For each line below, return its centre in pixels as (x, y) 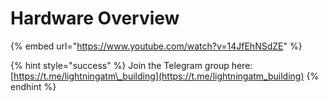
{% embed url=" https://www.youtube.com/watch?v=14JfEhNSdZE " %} (156, 46)
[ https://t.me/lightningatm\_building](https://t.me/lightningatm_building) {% (165, 76)
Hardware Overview (95, 18)
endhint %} (33, 86)
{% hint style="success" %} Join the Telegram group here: (131, 65)
